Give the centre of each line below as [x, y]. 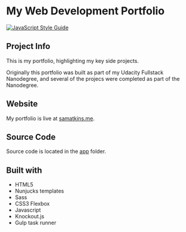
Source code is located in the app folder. [56, 151]
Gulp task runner [36, 223]
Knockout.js [30, 216]
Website [22, 104]
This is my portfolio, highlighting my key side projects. [73, 60]
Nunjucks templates [39, 191]
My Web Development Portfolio [86, 11]
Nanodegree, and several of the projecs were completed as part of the [93, 78]
